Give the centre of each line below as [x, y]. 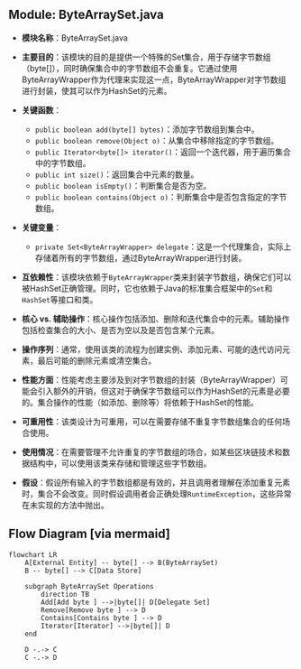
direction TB [65, 594]
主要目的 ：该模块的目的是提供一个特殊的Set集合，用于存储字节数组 [146, 57]
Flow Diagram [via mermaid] [89, 534]
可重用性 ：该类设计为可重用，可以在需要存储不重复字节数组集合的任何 [152, 421]
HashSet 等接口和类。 [59, 299]
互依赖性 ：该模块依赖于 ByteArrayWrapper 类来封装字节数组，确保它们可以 [156, 277]
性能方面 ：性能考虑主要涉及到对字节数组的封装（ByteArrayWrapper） [151, 379]
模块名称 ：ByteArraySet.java [74, 37]
